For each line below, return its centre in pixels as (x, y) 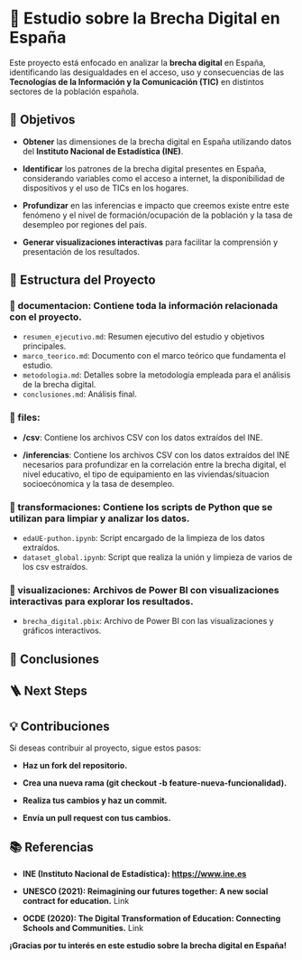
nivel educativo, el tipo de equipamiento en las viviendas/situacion (146, 474)
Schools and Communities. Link (83, 927)
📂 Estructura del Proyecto (82, 280)
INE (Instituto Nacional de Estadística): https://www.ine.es (134, 873)
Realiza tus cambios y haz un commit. (95, 800)
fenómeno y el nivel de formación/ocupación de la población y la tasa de (157, 215)
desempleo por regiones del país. (84, 224)
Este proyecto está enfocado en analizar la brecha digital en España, (137, 62)
